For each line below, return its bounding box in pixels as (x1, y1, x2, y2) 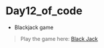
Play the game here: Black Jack (20, 35, 98, 42)
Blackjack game (14, 24, 54, 31)
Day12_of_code (5, 4, 83, 18)
